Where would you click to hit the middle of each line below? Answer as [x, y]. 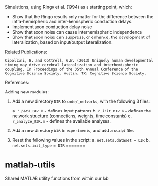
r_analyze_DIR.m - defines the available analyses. [61, 121]
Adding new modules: [27, 92]
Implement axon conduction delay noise [52, 27]
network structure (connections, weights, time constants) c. [72, 116]
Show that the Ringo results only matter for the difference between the [83, 16]
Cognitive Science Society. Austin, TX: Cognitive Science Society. [76, 74]
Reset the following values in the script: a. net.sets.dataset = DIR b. [81, 140]
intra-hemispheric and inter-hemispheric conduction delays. [72, 22]
